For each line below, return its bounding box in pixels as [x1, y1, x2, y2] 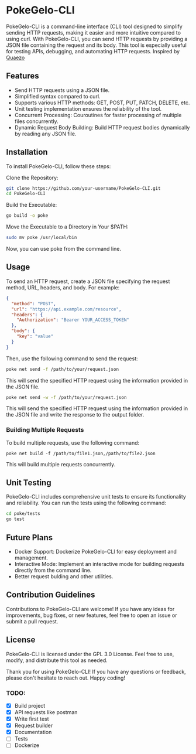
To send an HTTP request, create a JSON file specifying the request [6, 278, 170, 285]
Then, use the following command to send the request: [6, 355, 139, 362]
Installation [6, 147, 48, 157]
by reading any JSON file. [14, 130, 77, 137]
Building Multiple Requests [6, 426, 84, 434]
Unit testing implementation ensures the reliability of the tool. [14, 105, 162, 112]
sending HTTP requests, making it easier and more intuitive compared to [6, 29, 181, 36]
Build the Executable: [6, 202, 57, 209]
